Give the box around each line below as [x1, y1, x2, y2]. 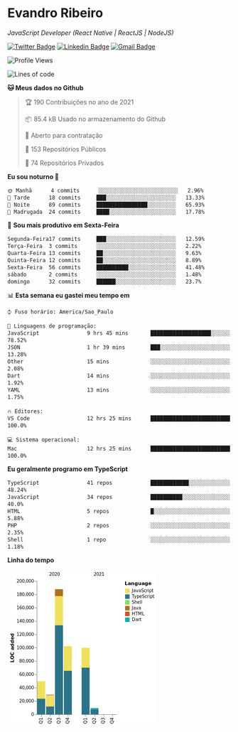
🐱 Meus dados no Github [7, 83, 84, 92]
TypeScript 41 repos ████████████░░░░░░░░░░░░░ [7, 479, 231, 486]
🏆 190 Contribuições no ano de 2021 [24, 97, 134, 106]
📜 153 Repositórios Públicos [24, 144, 107, 154]
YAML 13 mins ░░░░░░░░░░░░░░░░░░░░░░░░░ [7, 386, 231, 394]
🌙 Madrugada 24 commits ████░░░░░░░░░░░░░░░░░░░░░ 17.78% [7, 208, 205, 215]
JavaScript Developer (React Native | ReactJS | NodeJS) [7, 28, 174, 37]
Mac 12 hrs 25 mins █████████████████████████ [7, 445, 231, 452]
